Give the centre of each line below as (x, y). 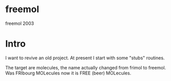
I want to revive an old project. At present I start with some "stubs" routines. (85, 58)
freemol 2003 (20, 23)
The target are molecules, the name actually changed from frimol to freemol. (86, 67)
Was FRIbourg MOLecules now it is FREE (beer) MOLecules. (68, 73)
